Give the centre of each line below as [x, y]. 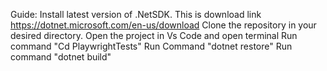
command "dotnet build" [61, 57]
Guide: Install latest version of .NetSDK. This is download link [136, 14]
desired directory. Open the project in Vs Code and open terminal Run [154, 35]
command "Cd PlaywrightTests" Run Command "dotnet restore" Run [151, 46]
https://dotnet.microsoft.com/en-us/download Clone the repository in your [163, 25]
